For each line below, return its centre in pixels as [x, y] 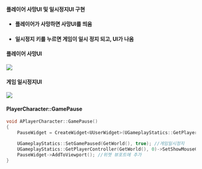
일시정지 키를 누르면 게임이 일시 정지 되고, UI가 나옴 [74, 38]
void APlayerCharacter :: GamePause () [52, 121]
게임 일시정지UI [24, 82]
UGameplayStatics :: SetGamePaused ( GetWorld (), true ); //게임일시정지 [101, 144]
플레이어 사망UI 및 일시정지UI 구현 [46, 9]
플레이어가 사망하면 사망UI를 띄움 [54, 24]
